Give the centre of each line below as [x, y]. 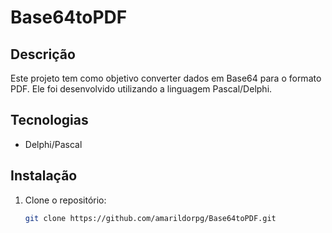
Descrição [43, 54]
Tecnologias [49, 120]
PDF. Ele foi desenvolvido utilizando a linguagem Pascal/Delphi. [141, 89]
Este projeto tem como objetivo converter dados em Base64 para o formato [166, 78]
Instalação [44, 176]
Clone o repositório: [65, 200]
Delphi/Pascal [53, 144]
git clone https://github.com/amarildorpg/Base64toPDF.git [150, 218]
